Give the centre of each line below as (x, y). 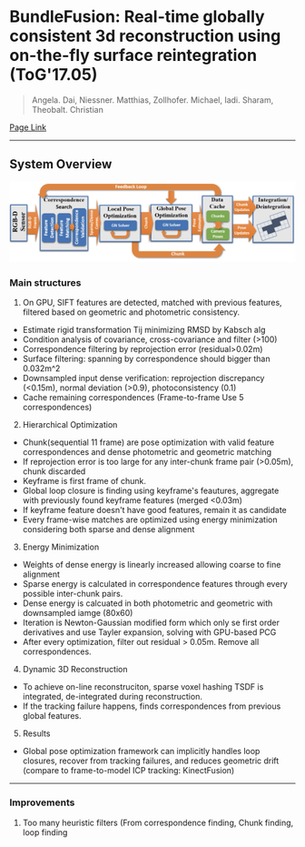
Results (36, 733)
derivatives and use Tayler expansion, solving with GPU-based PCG (149, 632)
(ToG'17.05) (54, 75)
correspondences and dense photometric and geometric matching (147, 452)
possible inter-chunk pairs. (73, 594)
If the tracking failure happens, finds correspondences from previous (152, 706)
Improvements (42, 802)
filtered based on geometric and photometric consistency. (131, 312)
